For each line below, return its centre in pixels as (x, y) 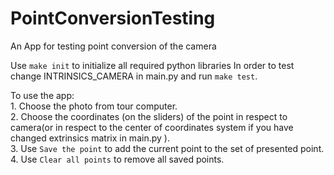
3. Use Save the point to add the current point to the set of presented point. (167, 148)
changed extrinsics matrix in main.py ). (90, 138)
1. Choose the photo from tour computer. (94, 106)
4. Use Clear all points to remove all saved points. (117, 159)
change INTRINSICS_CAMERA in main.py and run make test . (134, 76)
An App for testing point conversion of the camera (113, 46)
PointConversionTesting (113, 18)
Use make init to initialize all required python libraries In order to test (152, 65)
